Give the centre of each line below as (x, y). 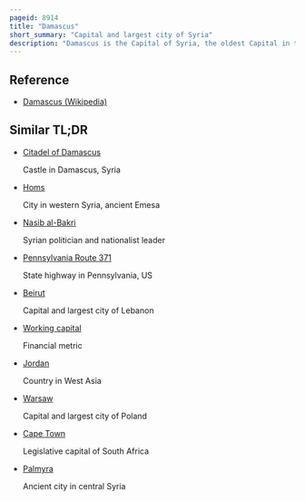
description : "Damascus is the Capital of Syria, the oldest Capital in (150, 43)
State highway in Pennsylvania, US (87, 275)
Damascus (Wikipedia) (64, 102)
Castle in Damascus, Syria (71, 170)
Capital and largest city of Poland (85, 416)
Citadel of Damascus (62, 152)
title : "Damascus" (44, 26)
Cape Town (44, 433)
